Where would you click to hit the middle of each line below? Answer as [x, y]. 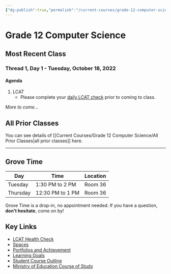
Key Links [21, 227]
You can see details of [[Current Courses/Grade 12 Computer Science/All [82, 135]
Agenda [14, 80]
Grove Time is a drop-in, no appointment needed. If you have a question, [81, 205]
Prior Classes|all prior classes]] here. [44, 141]
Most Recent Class [36, 54]
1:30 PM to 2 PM [56, 184]
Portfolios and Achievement [42, 250]
